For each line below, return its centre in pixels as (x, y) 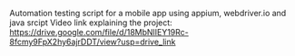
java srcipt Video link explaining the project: (91, 23)
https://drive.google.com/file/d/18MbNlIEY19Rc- (99, 32)
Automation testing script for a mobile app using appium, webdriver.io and (148, 13)
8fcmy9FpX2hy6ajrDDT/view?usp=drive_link (93, 42)
